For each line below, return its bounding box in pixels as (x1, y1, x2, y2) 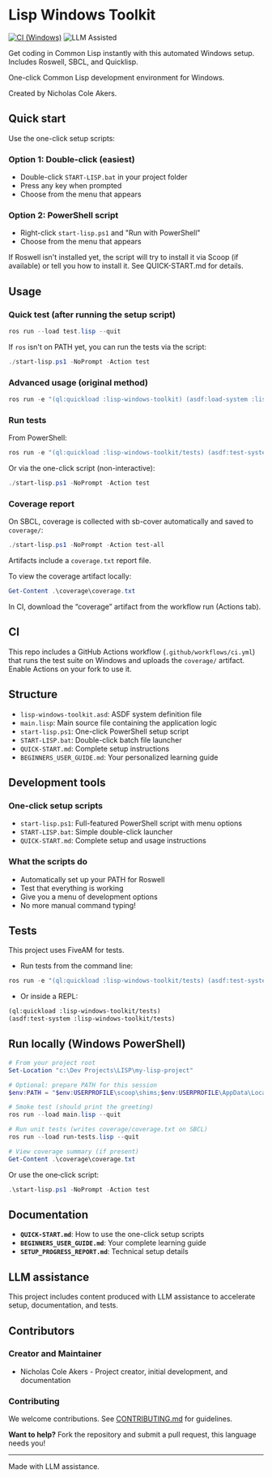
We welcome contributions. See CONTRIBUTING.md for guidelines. (8, 1414, 233, 1424)
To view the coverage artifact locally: (8, 571, 132, 581)
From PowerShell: (8, 433, 67, 443)
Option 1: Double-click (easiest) (8, 153, 135, 165)
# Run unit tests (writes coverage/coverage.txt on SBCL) (8, 1126, 208, 1134)
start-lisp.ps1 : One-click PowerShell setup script (19, 726, 189, 736)
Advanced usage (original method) (8, 377, 148, 388)
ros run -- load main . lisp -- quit (8, 1110, 121, 1119)
